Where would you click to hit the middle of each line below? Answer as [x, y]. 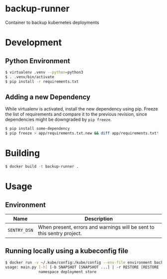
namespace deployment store [68, 272]
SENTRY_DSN [20, 230]
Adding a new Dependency [48, 97]
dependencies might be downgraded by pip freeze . [58, 119]
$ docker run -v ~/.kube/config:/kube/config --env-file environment [79, 262]
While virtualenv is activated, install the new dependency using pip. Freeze [82, 109]
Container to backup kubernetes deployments [52, 22]
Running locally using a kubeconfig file [67, 251]
